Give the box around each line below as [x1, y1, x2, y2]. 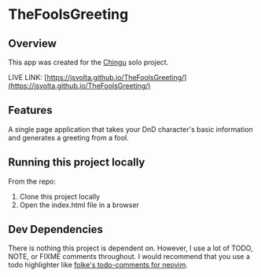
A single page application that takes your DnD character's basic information [8, 124, 253, 134]
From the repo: [8, 177, 57, 186]
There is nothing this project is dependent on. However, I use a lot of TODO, [8, 243, 253, 253]
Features [8, 104, 53, 117]
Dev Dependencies [8, 223, 104, 236]
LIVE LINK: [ [8, 73, 47, 82]
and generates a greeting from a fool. [8, 133, 129, 142]
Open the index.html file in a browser [19, 200, 140, 210]
